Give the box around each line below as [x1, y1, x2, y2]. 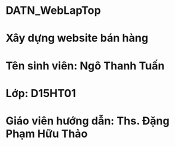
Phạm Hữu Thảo [5, 127, 88, 141]
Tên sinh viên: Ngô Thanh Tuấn [5, 59, 165, 72]
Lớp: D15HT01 [5, 86, 76, 100]
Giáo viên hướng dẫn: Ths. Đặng [5, 114, 170, 127]
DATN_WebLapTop [5, 4, 101, 17]
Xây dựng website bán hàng [5, 31, 148, 45]
